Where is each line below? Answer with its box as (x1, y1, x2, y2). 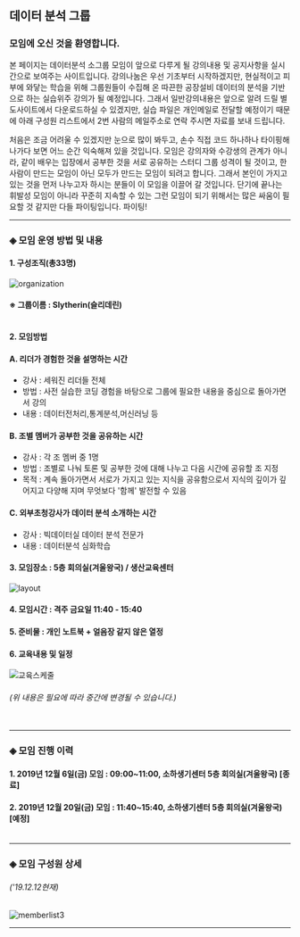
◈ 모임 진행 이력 (9, 744, 74, 757)
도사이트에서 (9, 104, 54, 114)
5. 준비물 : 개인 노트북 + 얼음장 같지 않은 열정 (9, 626, 163, 636)
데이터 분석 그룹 (9, 8, 91, 24)
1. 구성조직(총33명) (9, 258, 77, 269)
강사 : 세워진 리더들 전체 (21, 375, 106, 386)
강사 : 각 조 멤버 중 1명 (21, 452, 100, 462)
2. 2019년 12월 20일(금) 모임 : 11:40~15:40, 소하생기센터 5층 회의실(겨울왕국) (9, 801, 283, 812)
